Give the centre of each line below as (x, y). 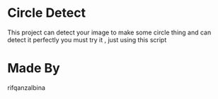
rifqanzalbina (27, 87)
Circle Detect (47, 13)
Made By (34, 68)
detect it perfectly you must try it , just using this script (87, 39)
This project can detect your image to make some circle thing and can (109, 32)
